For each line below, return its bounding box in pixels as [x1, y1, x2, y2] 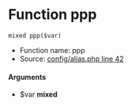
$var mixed [19, 89, 58, 100]
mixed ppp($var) [8, 32, 62, 40]
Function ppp [8, 6, 97, 24]
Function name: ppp [19, 45, 85, 55]
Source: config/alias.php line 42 [19, 54, 124, 63]
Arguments [8, 72, 47, 81]
